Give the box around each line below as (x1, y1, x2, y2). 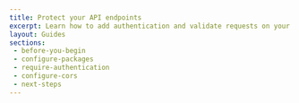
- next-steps (13, 80, 63, 89)
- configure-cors (13, 72, 78, 81)
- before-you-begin (13, 47, 87, 56)
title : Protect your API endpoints (9, 13, 142, 22)
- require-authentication (13, 64, 110, 73)
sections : (9, 38, 47, 47)
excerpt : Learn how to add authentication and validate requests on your (9, 21, 291, 30)
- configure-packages (13, 55, 94, 64)
